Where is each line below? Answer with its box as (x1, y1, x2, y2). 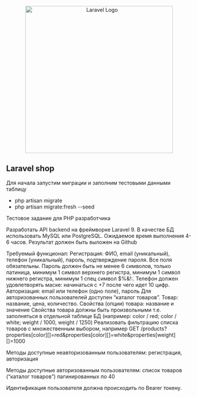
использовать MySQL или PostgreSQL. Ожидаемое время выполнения (6, 232, 185, 239)
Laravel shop (6, 164, 55, 174)
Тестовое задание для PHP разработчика (6, 214, 111, 221)
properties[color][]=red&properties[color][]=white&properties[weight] (6, 331, 176, 338)
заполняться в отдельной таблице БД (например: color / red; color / (6, 312, 177, 319)
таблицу (6, 186, 27, 193)
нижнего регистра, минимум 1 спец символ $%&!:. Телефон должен (6, 274, 179, 282)
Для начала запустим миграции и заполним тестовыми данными (6, 179, 171, 186)
